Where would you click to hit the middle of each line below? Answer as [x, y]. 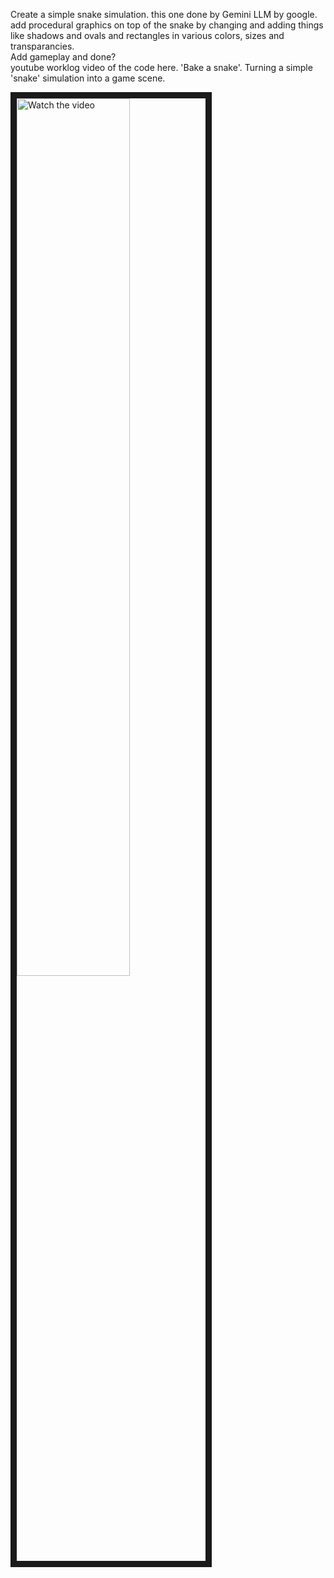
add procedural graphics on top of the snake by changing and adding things [167, 25]
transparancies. [42, 46]
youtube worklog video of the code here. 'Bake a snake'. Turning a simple [161, 67]
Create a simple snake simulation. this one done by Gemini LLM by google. [164, 14]
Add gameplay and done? [63, 57]
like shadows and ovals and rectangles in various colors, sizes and [147, 35]
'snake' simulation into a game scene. [88, 78]
